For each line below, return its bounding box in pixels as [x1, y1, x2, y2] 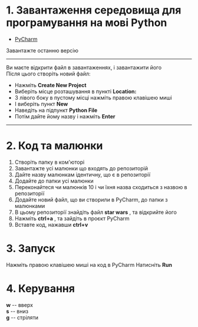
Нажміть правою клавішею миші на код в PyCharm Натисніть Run [6, 261, 173, 268]
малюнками [14, 202, 45, 209]
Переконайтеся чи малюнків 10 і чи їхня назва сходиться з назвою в [14, 183, 187, 190]
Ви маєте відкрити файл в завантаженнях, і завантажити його [6, 64, 162, 71]
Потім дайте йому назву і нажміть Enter [14, 113, 115, 120]
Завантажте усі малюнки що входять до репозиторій [14, 164, 148, 171]
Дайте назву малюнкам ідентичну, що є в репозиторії [14, 171, 151, 178]
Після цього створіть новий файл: [6, 70, 91, 77]
